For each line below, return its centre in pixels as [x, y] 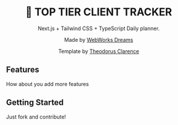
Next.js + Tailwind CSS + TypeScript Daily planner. [99, 28]
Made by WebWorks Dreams [99, 40]
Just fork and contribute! [36, 117]
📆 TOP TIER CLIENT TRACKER [99, 12]
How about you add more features [48, 84]
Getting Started [35, 103]
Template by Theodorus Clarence [99, 51]
